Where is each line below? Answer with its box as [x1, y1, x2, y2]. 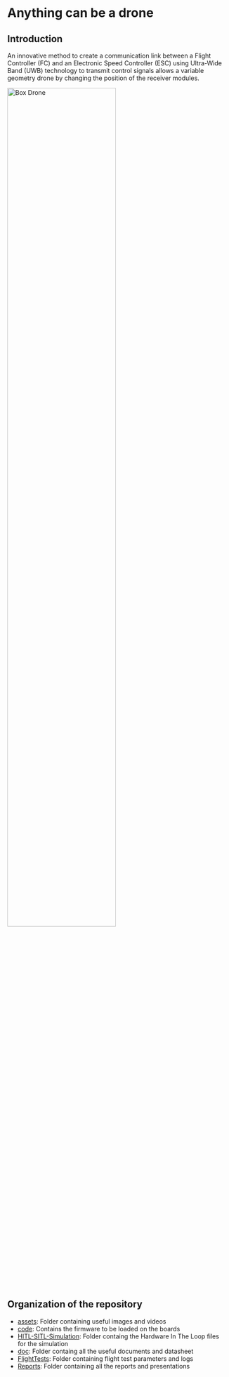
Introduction [7, 33, 63, 45]
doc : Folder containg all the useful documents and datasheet [17, 1347, 194, 1355]
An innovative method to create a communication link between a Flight [7, 51, 211, 60]
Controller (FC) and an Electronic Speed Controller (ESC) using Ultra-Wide [7, 59, 223, 67]
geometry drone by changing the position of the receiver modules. [7, 74, 200, 82]
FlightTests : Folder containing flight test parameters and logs [17, 1354, 194, 1363]
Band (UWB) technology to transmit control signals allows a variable [7, 67, 204, 74]
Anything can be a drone [7, 5, 154, 21]
